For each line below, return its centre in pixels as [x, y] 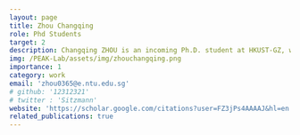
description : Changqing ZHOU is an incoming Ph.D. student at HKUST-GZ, [147, 51]
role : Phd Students [46, 34]
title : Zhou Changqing [51, 26]
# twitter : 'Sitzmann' [54, 100]
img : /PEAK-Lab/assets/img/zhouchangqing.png [95, 59]
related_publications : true [62, 116]
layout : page [33, 17]
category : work [37, 75]
